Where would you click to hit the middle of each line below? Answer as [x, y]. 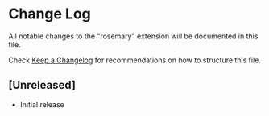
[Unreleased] [42, 85]
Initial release [42, 104]
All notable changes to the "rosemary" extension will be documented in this [133, 36]
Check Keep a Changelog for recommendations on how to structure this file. [135, 60]
